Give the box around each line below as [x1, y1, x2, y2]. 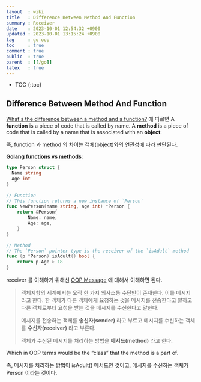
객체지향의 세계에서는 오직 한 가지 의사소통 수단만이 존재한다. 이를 [20, 289, 175, 297]
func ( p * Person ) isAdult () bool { [6, 253, 95, 259]
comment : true [6, 48, 44, 54]
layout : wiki [6, 8, 44, 15]
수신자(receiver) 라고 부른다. [27, 324, 96, 331]
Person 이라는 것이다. [6, 369, 58, 377]
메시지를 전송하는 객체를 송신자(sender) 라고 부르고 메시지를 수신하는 [20, 317, 184, 324]
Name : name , [28, 215, 58, 221]
